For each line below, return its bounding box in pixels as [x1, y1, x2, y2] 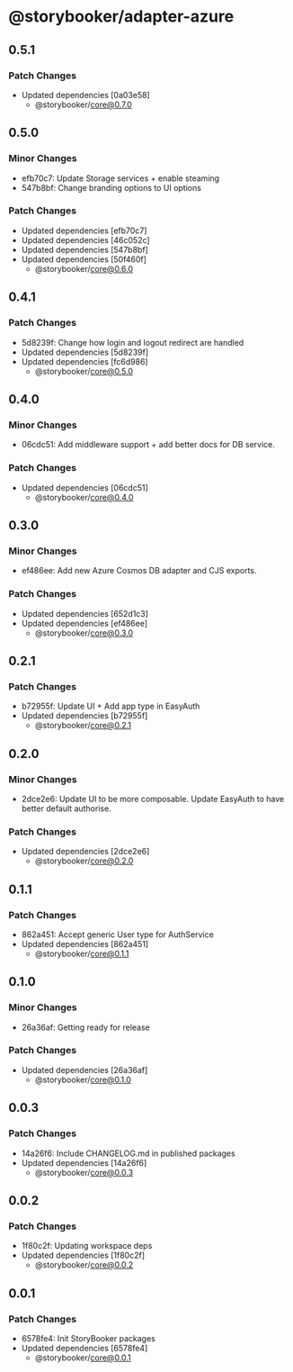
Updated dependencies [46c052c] [21, 234, 150, 245]
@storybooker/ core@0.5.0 [34, 366, 134, 376]
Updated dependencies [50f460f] [21, 254, 147, 265]
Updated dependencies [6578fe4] [21, 1342, 148, 1353]
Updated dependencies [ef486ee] [21, 618, 148, 628]
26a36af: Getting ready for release [21, 1022, 150, 1033]
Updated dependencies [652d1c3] [21, 608, 149, 618]
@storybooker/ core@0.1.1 [34, 948, 129, 959]
